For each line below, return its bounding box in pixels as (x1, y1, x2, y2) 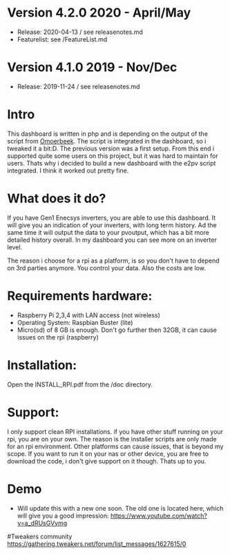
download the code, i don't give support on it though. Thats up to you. (7, 457, 207, 465)
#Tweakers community (7, 532, 73, 540)
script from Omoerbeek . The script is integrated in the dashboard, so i (7, 136, 207, 145)
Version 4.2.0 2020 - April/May (7, 5, 191, 21)
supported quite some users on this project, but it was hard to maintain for (7, 151, 219, 160)
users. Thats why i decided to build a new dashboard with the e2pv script (7, 159, 216, 167)
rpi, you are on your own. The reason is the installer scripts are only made (7, 434, 217, 443)
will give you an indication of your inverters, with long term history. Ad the (7, 220, 217, 229)
